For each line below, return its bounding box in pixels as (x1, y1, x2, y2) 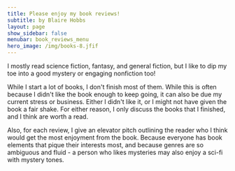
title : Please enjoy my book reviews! (7, 10, 120, 17)
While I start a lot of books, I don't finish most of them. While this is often (7, 83, 217, 91)
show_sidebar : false (7, 29, 68, 37)
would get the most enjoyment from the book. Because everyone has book (7, 133, 222, 142)
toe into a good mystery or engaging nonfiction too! (7, 69, 156, 77)
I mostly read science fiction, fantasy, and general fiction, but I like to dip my (7, 62, 227, 70)
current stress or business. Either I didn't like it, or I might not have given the (7, 98, 227, 105)
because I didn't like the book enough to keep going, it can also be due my (7, 90, 222, 98)
